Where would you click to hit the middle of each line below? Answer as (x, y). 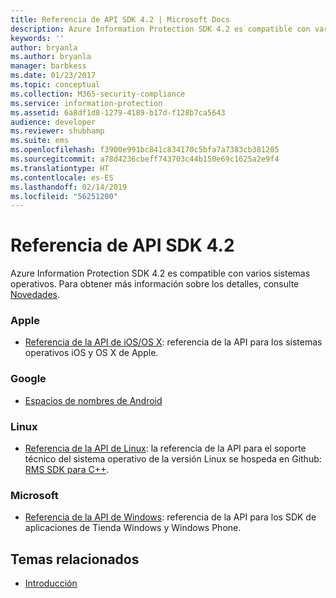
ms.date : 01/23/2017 (53, 76)
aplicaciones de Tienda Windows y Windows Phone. (133, 528)
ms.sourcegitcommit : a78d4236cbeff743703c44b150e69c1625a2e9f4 (145, 159)
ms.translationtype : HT (60, 168)
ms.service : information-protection (86, 103)
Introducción (51, 583)
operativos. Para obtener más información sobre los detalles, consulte (155, 284)
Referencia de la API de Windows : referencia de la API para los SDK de (170, 517)
